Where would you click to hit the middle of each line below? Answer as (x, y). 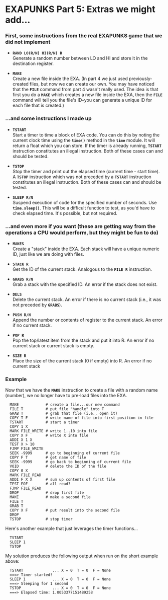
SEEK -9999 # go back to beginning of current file (70, 462)
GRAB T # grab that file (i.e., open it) (64, 414)
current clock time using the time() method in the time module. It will (84, 140)
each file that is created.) (38, 105)
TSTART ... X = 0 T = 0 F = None (60, 571)
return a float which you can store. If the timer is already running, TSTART (87, 145)
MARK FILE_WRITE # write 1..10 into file (54, 431)
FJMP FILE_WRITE (27, 449)
